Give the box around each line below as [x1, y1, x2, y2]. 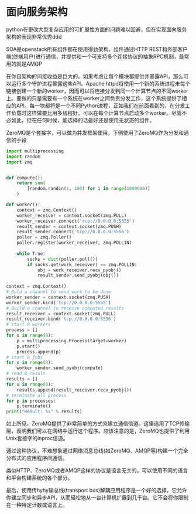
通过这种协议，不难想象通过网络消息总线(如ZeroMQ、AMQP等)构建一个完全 [6, 447, 188, 454]
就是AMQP [16, 60, 42, 67]
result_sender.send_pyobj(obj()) [37, 273, 119, 278]
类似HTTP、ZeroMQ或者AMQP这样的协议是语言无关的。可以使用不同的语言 [6, 467, 188, 474]
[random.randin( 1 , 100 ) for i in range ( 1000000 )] [27, 186, 150, 192]
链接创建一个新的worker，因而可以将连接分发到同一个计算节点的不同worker [6, 87, 188, 94]
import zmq [6, 159, 33, 165]
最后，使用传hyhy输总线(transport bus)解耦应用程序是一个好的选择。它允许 [6, 487, 187, 494]
